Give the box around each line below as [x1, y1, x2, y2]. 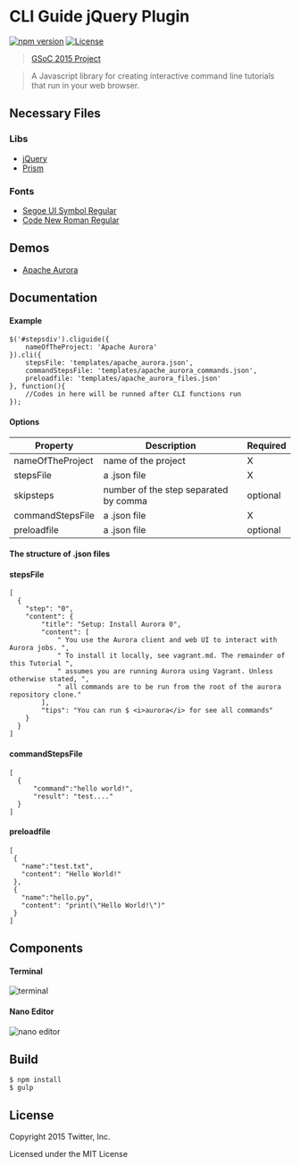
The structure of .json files [9, 548, 111, 560]
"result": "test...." [32, 791, 114, 801]
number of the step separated [103, 483, 229, 495]
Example [9, 315, 43, 325]
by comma [103, 494, 147, 507]
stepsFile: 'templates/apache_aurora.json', [25, 359, 194, 368]
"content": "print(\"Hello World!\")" [21, 900, 166, 909]
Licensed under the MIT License [9, 1149, 128, 1160]
